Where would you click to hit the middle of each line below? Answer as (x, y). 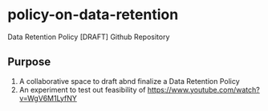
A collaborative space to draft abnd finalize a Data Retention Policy (129, 81)
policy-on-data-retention (93, 15)
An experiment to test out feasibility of (82, 89)
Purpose (29, 62)
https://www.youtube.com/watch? (203, 89)
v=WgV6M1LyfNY (48, 98)
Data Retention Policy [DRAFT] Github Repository (89, 37)
